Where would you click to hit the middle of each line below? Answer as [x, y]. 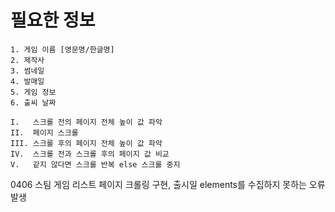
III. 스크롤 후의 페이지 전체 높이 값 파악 [86, 143]
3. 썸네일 [27, 71]
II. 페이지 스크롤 [44, 132]
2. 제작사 [27, 60]
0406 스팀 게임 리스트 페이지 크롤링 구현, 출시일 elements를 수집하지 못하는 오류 [168, 184]
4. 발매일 [27, 81]
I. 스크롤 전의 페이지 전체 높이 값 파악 [86, 122]
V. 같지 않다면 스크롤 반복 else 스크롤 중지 [95, 164]
